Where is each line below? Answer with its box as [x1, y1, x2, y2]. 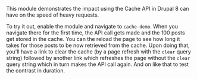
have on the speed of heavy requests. [6, 11, 99, 18]
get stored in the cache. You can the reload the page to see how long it [6, 36, 180, 42]
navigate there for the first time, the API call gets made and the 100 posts [6, 29, 186, 36]
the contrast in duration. [6, 67, 65, 74]
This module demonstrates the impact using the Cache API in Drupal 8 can [6, 5, 189, 12]
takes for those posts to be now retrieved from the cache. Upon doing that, [6, 42, 190, 49]
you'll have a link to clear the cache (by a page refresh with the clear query [6, 48, 192, 55]
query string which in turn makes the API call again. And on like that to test [6, 61, 189, 68]
